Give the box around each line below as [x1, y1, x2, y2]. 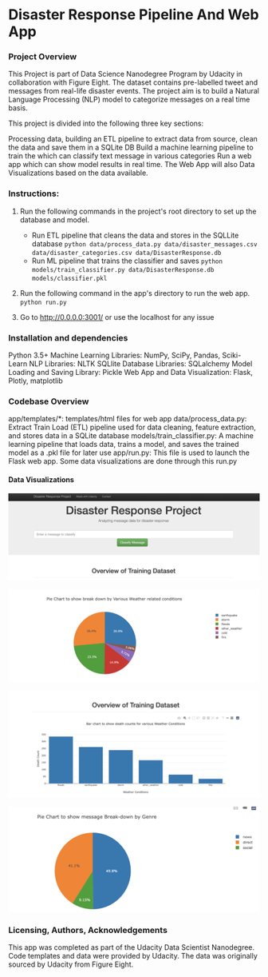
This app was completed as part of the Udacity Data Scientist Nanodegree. [8, 942, 255, 952]
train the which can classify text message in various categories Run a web [8, 151, 252, 161]
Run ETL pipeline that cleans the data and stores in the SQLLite [31, 230, 239, 240]
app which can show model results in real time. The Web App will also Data [8, 160, 255, 169]
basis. [8, 103, 28, 113]
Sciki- [222, 350, 242, 361]
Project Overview [8, 51, 77, 62]
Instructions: [8, 188, 60, 199]
